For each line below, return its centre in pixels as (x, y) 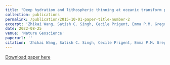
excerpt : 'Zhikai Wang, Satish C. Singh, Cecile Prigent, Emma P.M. (79, 24)
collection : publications (32, 15)
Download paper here (28, 57)
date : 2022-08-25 (24, 29)
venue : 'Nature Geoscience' (35, 33)
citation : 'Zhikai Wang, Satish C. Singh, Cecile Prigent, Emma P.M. (80, 43)
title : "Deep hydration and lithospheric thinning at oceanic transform (83, 10)
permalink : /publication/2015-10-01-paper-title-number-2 (68, 19)
